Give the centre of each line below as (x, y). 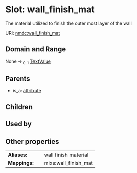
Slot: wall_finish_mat (50, 9)
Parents (18, 78)
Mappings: (21, 163)
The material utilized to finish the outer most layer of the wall (68, 23)
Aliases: (18, 155)
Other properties (32, 141)
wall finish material (66, 155)
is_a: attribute (27, 91)
